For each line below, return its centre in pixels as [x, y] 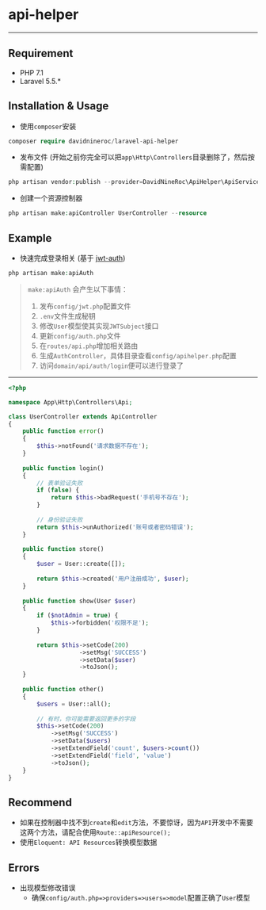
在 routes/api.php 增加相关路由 [89, 346]
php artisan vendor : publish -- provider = [76, 182]
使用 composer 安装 [48, 126]
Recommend [40, 802]
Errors [24, 868]
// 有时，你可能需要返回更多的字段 [86, 719]
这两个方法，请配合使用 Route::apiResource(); [95, 832]
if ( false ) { [58, 490]
